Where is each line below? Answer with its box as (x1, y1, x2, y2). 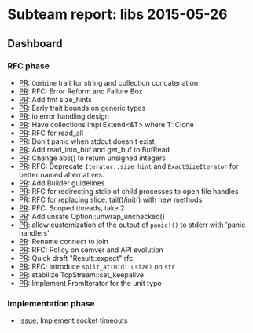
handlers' (18, 228, 50, 237)
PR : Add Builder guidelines (18, 178, 105, 188)
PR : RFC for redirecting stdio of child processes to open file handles (18, 186, 239, 196)
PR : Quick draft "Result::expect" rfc (18, 253, 134, 262)
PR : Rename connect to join (18, 236, 109, 246)
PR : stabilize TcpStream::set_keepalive (18, 269, 145, 280)
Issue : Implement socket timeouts (18, 316, 128, 325)
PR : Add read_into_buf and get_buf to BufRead (18, 145, 170, 154)
